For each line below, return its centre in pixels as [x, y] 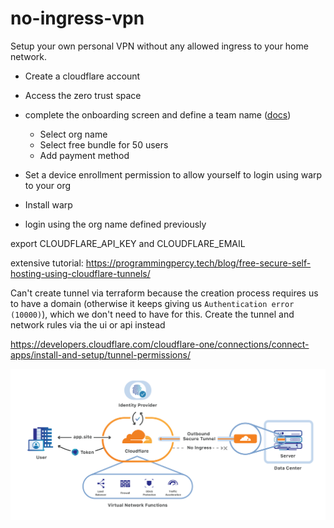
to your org [48, 185]
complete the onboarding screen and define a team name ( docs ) [158, 114]
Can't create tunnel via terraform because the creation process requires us [164, 293]
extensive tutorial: [47, 263]
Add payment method [84, 155]
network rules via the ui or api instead [88, 324]
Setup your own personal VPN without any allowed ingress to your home [159, 46]
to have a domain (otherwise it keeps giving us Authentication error [152, 303]
